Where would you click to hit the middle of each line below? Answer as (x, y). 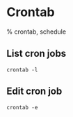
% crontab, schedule (36, 32)
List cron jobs (36, 54)
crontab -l (22, 70)
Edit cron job (34, 91)
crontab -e (22, 107)
